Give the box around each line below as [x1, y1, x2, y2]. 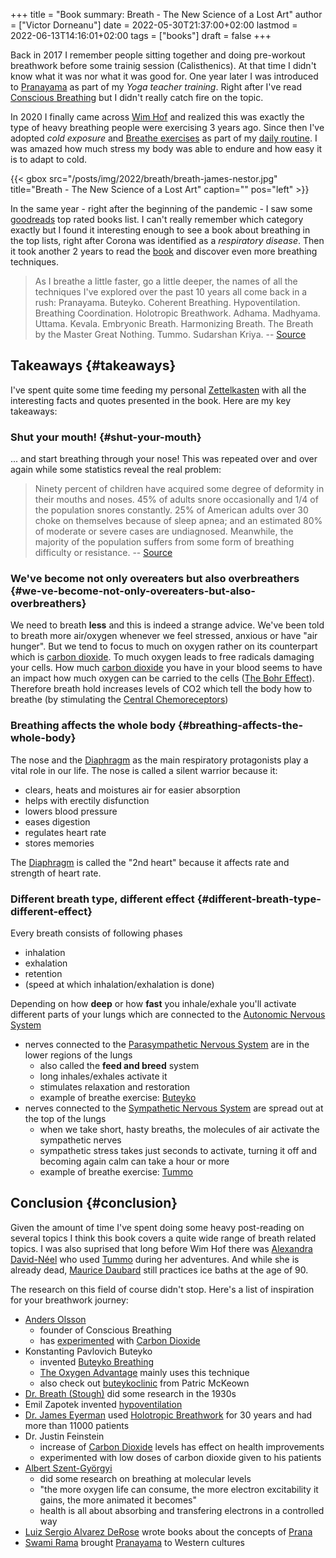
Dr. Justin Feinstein [24, 1430, 105, 1442]
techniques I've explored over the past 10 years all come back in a [34, 286, 308, 298]
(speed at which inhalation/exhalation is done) [24, 979, 215, 990]
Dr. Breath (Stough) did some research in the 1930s [24, 1387, 237, 1399]
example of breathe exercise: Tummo [39, 1166, 194, 1178]
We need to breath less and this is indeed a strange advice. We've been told [10, 619, 325, 631]
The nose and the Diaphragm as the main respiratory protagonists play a [10, 754, 309, 766]
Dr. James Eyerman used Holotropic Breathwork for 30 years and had [24, 1409, 313, 1421]
